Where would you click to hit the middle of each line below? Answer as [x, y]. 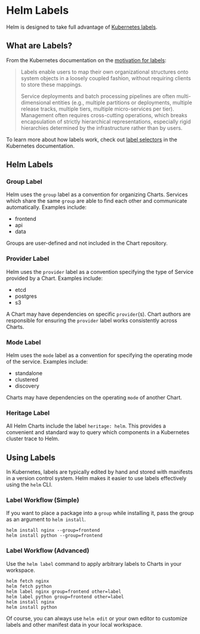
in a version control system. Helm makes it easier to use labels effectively [96, 478]
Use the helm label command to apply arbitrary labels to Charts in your [94, 563]
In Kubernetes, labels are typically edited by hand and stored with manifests [99, 472]
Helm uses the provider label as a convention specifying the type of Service [100, 272]
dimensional [36, 102]
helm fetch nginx [28, 581]
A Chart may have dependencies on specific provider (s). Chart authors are [99, 314]
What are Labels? [39, 46]
